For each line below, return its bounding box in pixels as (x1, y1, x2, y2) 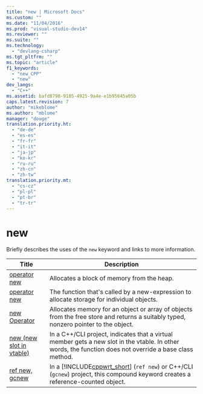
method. (49, 353, 74, 361)
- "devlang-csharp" (11, 48, 61, 54)
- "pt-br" (11, 194, 36, 200)
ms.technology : (6, 43, 45, 49)
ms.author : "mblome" (6, 110, 59, 116)
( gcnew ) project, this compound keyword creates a (49, 370, 192, 378)
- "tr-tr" (11, 200, 36, 206)
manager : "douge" (6, 115, 50, 121)
